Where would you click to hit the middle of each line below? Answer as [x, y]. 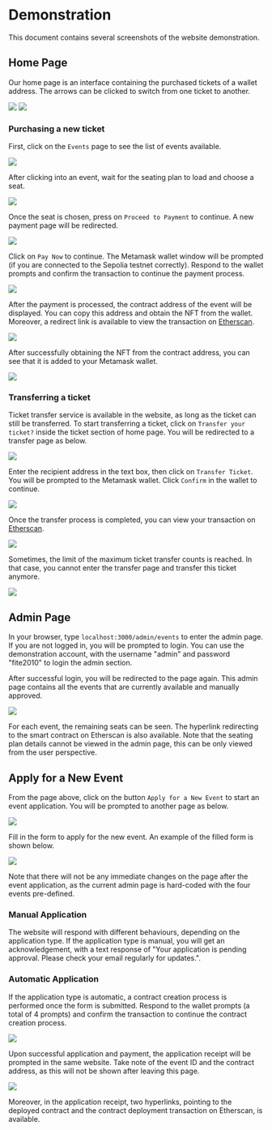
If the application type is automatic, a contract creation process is [118, 997]
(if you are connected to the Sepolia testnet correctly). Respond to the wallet [136, 265]
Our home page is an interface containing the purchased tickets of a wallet [133, 82]
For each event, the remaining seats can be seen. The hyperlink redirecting [134, 726]
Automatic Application [54, 979]
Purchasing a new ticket [57, 129]
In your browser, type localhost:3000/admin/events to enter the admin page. [136, 637]
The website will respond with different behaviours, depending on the [124, 932]
